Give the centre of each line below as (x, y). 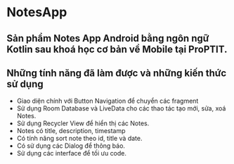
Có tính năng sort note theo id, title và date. (79, 139)
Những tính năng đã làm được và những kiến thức (117, 73)
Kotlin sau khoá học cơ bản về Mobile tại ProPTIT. (117, 49)
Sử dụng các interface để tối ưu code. (72, 153)
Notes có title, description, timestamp (71, 131)
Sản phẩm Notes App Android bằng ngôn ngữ (108, 38)
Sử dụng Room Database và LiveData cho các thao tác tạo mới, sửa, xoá (121, 108)
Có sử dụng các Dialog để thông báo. (71, 146)
